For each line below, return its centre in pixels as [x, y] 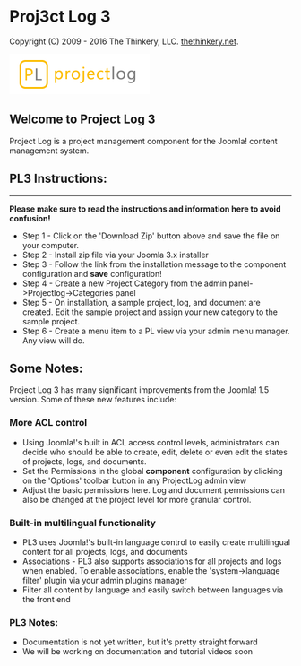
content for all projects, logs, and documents [105, 551]
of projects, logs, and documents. [84, 461]
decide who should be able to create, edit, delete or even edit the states [155, 452]
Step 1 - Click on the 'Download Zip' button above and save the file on [151, 236]
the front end [47, 599]
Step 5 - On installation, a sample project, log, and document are [142, 302]
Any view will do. [53, 340]
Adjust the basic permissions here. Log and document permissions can [153, 489]
